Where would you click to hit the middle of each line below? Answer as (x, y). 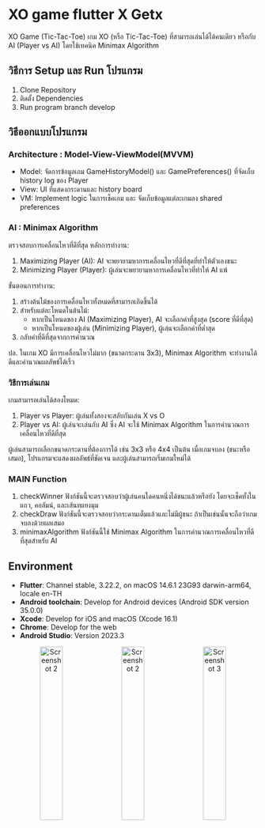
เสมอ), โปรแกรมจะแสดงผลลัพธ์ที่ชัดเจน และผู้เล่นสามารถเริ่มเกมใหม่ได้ (100, 458)
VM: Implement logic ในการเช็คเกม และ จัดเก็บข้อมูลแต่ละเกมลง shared (121, 198)
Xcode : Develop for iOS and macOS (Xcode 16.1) (98, 619)
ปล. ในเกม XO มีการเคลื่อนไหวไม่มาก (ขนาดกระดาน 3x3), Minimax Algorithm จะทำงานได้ (133, 353)
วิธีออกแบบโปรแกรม (48, 132)
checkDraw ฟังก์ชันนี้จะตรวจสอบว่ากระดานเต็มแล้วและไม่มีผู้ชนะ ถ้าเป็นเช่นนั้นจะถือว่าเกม (138, 514)
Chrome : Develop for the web (68, 627)
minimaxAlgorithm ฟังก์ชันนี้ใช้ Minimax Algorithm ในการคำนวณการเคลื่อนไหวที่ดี (137, 532)
